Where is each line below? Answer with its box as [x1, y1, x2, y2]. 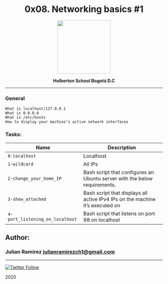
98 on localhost [83, 216, 120, 223]
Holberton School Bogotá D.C [53, 78, 115, 84]
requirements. [83, 181, 116, 188]
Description [107, 144, 136, 151]
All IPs [83, 160, 98, 167]
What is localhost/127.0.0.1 [5, 106, 66, 111]
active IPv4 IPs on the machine [83, 195, 156, 202]
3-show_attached [7, 196, 46, 202]
